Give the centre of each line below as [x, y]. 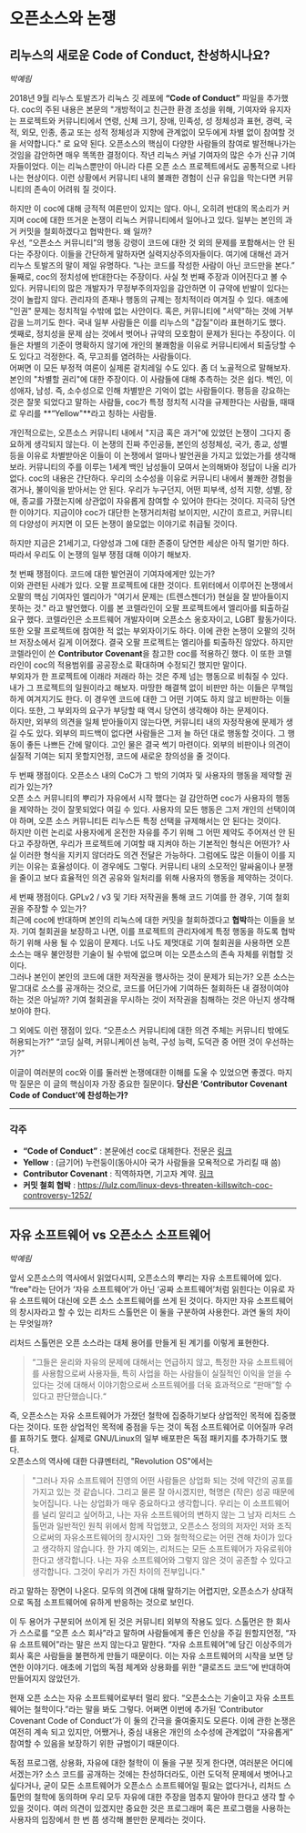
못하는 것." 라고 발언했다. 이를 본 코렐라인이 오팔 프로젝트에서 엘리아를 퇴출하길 [149, 608]
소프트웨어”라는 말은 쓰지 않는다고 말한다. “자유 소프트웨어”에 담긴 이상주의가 [155, 1645]
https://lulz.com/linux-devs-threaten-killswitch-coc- [175, 1186]
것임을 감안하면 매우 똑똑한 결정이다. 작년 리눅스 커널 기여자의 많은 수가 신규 [144, 155]
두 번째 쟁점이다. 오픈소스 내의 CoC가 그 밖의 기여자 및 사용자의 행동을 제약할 [146, 775]
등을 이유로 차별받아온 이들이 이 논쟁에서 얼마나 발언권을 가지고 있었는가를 [141, 455]
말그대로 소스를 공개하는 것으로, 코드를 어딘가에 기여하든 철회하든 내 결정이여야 [149, 988]
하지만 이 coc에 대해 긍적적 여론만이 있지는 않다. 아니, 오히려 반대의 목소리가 [145, 209]
